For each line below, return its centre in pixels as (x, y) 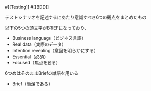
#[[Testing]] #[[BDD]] (27, 7)
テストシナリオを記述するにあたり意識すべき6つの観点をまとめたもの (76, 17)
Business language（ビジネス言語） (49, 38)
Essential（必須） (30, 57)
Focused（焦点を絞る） (36, 63)
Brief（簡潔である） (32, 84)
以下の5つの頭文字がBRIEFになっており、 (47, 28)
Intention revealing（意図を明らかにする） (55, 50)
